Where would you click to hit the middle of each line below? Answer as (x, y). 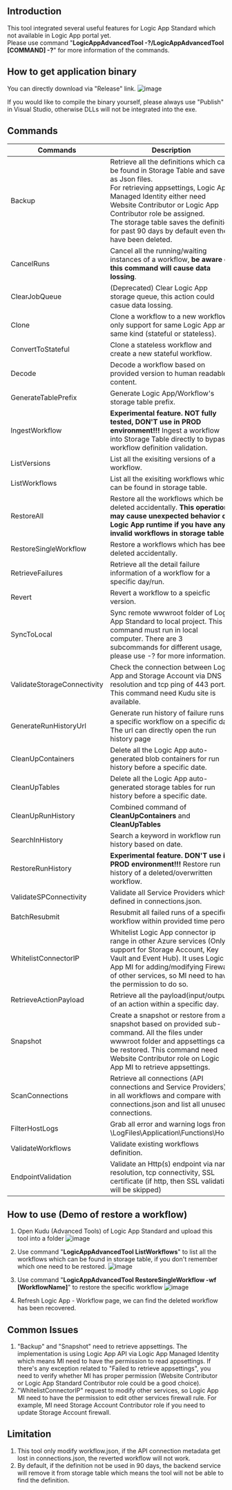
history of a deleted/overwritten (161, 873)
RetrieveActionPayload (47, 1000)
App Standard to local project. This (166, 621)
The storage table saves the (155, 223)
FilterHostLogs (35, 1129)
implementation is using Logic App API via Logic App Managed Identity (118, 1354)
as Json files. (132, 179)
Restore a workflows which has (161, 545)
